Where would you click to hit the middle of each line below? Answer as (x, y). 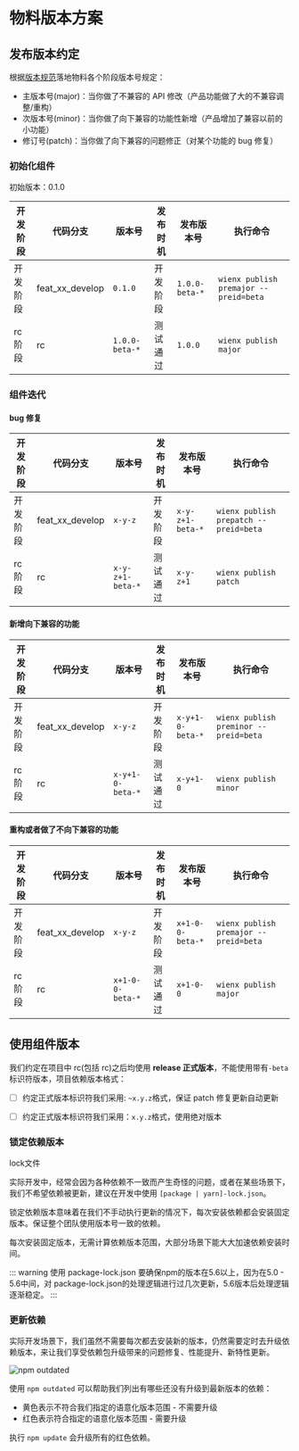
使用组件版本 (44, 1045)
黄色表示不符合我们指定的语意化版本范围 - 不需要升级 (120, 1407)
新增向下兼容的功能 (44, 624)
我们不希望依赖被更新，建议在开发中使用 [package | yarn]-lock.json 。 (140, 1193)
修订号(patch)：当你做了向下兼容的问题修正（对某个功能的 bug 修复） (150, 141)
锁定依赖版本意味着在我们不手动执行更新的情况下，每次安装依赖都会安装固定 (149, 1212)
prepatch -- (242, 520)
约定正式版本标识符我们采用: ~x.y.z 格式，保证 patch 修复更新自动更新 (150, 1098)
